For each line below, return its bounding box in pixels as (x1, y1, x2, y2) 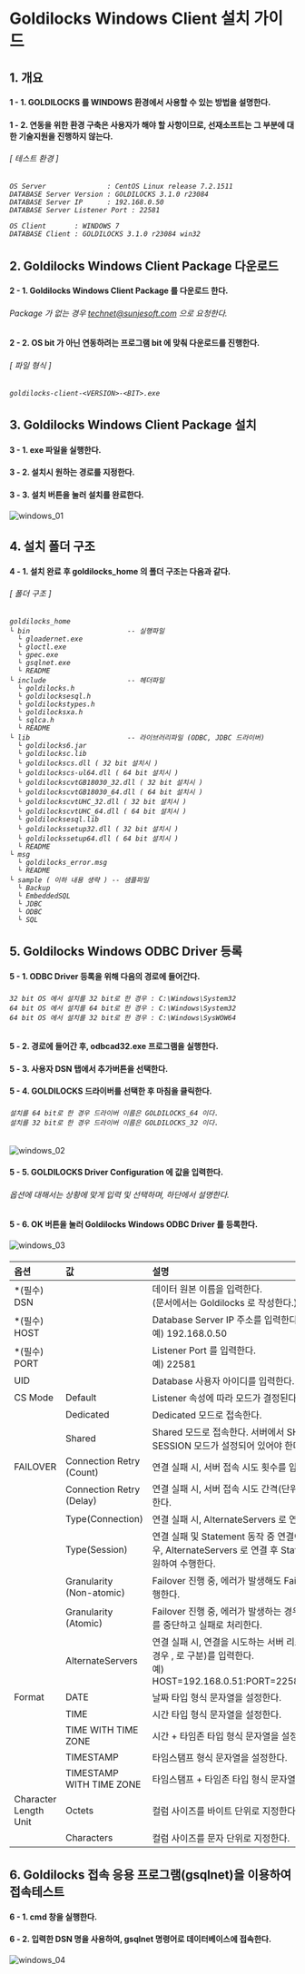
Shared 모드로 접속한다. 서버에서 (152, 1426, 285, 1439)
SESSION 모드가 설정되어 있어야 (152, 1439, 283, 1452)
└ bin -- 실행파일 (9, 626, 165, 635)
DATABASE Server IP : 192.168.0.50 (9, 197, 165, 207)
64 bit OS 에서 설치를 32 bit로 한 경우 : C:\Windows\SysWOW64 (9, 1013, 237, 1022)
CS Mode (14, 1390, 54, 1403)
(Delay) (64, 1494, 97, 1507)
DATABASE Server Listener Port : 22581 (9, 205, 161, 214)
